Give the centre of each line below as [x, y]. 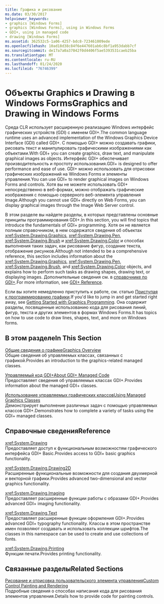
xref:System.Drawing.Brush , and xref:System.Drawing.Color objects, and [78, 267]
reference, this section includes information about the [59, 256]
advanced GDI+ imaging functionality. [43, 503]
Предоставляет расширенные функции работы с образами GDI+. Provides [82, 498]
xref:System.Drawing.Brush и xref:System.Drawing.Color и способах [74, 241]
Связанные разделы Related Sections [64, 569]
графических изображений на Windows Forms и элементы [66, 174]
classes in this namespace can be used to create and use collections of [77, 534]
